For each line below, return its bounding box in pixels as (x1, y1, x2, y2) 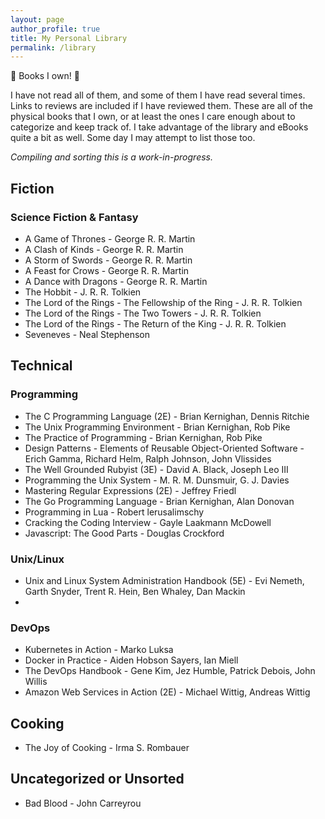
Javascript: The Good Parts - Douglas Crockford (24, 527, 225, 539)
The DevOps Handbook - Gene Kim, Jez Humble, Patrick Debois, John (24, 665, 316, 677)
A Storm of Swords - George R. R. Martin (24, 254, 193, 266)
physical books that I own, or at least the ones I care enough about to (10, 111, 296, 123)
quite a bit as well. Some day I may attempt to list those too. (10, 132, 256, 144)
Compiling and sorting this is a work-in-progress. (10, 151, 213, 163)
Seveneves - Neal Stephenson (24, 328, 151, 340)
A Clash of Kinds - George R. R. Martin (24, 243, 184, 255)
